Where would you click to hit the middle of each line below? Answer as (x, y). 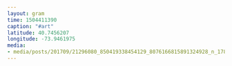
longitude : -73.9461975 (41, 39)
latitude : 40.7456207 (38, 33)
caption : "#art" (30, 26)
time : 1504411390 (32, 20)
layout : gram (26, 13)
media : (17, 45)
